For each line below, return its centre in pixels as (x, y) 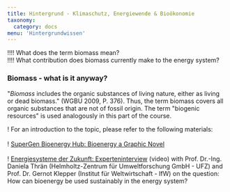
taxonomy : (22, 20)
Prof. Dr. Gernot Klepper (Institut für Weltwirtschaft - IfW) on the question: (113, 173)
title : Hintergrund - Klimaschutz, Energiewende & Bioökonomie (101, 14)
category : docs (36, 26)
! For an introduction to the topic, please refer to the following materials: (110, 129)
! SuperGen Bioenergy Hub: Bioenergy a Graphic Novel (86, 144)
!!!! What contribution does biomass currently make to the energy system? (113, 61)
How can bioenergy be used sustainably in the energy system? (98, 181)
